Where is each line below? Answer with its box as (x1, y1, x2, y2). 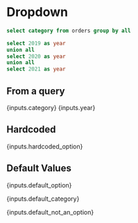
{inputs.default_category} (6, 194, 80, 203)
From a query (6, 85, 65, 97)
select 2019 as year (6, 40, 67, 47)
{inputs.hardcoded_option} (6, 142, 83, 151)
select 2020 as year (6, 53, 67, 60)
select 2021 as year (6, 66, 67, 73)
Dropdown (6, 4, 69, 20)
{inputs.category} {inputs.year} (6, 104, 96, 111)
